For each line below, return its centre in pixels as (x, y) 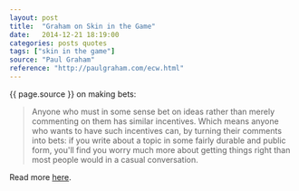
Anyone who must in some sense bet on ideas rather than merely (153, 111)
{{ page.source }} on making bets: (73, 94)
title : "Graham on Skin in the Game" (82, 26)
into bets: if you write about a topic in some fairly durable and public (159, 140)
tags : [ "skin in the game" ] (63, 52)
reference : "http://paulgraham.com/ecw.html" (96, 69)
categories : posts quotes (58, 43)
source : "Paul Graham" (52, 60)
